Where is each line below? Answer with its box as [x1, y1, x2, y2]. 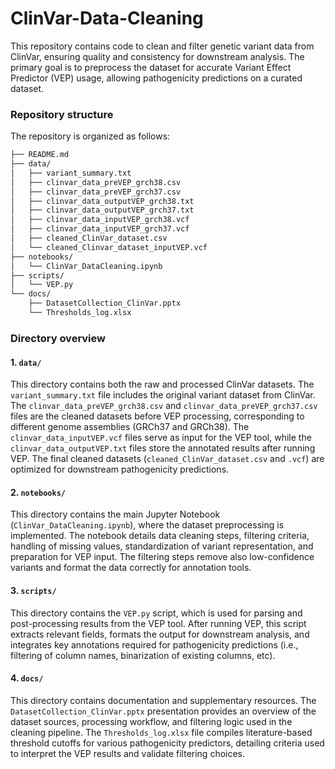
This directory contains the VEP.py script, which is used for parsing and [10, 607, 303, 619]
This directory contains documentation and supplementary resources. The [10, 694, 317, 706]
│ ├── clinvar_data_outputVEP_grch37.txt [10, 205, 195, 216]
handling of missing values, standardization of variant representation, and [10, 540, 314, 552]
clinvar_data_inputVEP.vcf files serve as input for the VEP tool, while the [10, 432, 312, 444]
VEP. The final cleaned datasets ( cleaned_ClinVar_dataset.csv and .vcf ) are [10, 453, 325, 465]
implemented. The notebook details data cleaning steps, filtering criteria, [10, 530, 310, 542]
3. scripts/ [10, 584, 57, 596]
